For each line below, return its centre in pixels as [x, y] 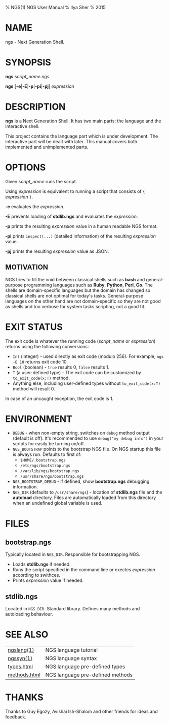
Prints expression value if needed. [48, 580]
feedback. [16, 717]
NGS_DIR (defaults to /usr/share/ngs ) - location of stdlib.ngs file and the [88, 492]
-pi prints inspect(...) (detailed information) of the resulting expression [80, 236]
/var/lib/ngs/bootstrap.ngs [50, 471]
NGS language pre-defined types [85, 667]
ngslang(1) [21, 650]
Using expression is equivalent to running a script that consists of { [75, 191]
